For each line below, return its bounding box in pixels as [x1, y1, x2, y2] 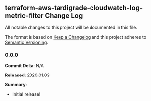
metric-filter [5, 12, 44, 20]
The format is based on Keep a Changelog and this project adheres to [5, 34, 147, 40]
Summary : [5, 82, 27, 88]
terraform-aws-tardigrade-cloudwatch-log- [5, 4, 143, 12]
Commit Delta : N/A [5, 63, 44, 69]
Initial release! [12, 91, 41, 97]
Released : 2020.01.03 [5, 72, 50, 78]
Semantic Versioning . [5, 39, 48, 45]
